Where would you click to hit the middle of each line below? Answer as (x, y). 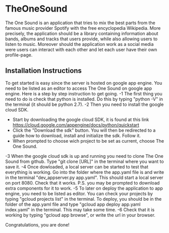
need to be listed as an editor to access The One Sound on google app (79, 88)
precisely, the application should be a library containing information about (82, 33)
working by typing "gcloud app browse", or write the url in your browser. (80, 215)
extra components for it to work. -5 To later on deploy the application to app (84, 188)
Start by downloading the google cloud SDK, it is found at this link (81, 120)
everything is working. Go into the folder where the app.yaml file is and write (85, 172)
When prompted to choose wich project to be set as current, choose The (88, 141)
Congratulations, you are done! (37, 224)
